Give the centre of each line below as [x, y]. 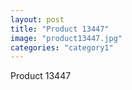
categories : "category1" [62, 47]
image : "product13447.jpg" [66, 38]
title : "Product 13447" [60, 29]
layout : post [37, 19]
